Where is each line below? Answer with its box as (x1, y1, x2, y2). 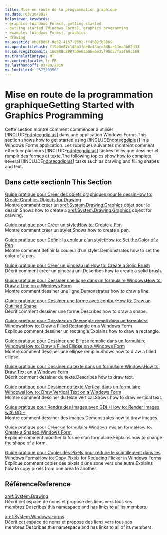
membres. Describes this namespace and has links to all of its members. (5, 524, 153, 530)
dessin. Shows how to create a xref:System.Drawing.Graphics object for (5, 207, 152, 213)
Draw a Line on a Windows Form (5, 282, 72, 289)
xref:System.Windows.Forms (5, 513, 65, 519)
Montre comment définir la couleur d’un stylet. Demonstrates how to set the (5, 247, 160, 253)
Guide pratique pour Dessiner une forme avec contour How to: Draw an (5, 297, 151, 304)
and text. (5, 163, 23, 169)
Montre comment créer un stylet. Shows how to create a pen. (5, 227, 130, 233)
